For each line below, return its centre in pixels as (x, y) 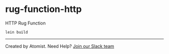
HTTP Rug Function (26, 23)
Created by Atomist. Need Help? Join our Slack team (60, 46)
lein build (17, 32)
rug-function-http (44, 9)
